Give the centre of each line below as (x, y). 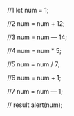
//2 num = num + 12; (36, 23)
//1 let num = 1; (28, 10)
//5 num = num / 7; (34, 64)
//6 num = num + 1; (34, 78)
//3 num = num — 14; (37, 37)
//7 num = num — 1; (35, 91)
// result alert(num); (35, 105)
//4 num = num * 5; (35, 51)
